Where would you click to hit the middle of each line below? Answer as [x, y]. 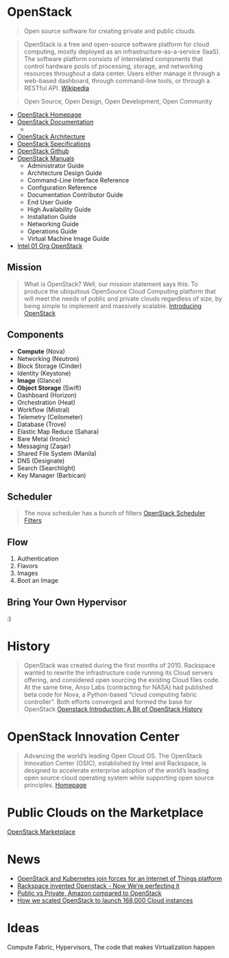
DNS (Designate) [41, 460]
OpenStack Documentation [55, 121]
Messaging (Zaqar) [44, 446]
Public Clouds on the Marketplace [106, 813]
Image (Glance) [39, 380]
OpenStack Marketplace [41, 832]
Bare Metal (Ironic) [43, 439]
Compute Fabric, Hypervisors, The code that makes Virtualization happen [111, 947]
